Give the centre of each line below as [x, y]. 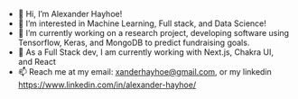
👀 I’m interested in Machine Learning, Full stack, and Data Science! [142, 23]
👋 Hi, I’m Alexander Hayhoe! [70, 14]
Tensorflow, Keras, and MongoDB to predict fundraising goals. [134, 42]
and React [37, 62]
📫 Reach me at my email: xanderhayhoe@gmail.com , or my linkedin [145, 72]
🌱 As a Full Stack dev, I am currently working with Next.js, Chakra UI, [145, 52]
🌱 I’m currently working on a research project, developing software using [154, 33]
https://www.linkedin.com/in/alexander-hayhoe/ [107, 85]
